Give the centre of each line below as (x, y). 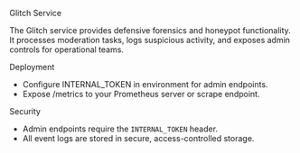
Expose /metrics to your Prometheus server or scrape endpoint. (141, 94)
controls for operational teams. (67, 49)
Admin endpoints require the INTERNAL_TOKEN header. (120, 129)
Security (25, 111)
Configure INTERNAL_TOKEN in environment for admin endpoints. (145, 84)
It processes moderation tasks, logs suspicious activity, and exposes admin (150, 40)
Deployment (32, 67)
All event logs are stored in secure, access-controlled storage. (138, 138)
